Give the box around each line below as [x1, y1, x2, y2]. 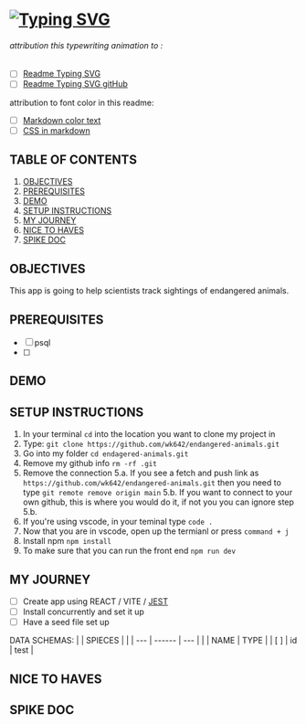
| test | [9, 644, 34, 655]
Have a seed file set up [22, 617, 110, 628]
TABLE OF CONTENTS [9, 152, 137, 168]
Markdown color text [22, 114, 101, 125]
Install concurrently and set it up [22, 606, 144, 617]
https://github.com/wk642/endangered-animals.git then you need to [22, 477, 281, 488]
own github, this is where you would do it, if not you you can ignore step [22, 496, 295, 507]
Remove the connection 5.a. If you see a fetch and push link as [22, 467, 259, 479]
